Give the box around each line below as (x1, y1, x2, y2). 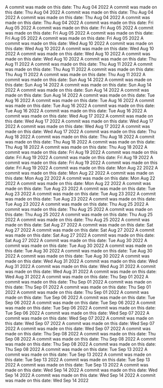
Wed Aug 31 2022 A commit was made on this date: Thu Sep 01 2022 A (5, 274, 149, 280)
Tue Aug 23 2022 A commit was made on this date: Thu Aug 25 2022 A (5, 201, 149, 207)
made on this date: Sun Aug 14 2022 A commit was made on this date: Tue (5, 92, 155, 98)
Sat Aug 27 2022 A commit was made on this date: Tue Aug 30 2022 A (5, 238, 147, 243)
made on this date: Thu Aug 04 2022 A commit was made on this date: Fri (5, 20, 154, 25)
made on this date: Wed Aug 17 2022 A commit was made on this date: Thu (5, 129, 156, 134)
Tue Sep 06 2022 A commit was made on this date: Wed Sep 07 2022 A (5, 310, 150, 316)
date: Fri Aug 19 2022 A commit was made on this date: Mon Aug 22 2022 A (5, 165, 158, 170)
